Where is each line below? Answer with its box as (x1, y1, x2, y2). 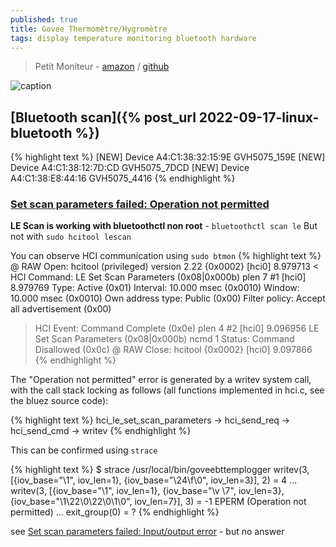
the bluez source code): (10, 395, 109, 407)
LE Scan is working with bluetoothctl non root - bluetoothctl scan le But (10, 220, 318, 232)
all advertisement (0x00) (10, 303, 112, 315)
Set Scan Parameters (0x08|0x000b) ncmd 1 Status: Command (34, 333, 295, 345)
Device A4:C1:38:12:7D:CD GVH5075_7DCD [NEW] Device (10, 162, 250, 174)
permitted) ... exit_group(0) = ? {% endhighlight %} (10, 506, 220, 518)
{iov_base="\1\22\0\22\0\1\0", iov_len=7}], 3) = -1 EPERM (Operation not (10, 496, 307, 508)
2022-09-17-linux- (198, 109, 320, 126)
